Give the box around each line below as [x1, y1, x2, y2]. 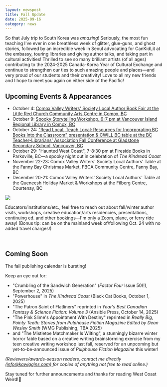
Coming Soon [5, 250, 48, 258]
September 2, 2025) [12, 287, 54, 293]
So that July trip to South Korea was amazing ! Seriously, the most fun [5, 35, 148, 41]
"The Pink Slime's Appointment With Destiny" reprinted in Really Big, [12, 314, 154, 320]
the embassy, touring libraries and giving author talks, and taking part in [5, 51, 153, 57]
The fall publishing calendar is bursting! [5, 263, 86, 269]
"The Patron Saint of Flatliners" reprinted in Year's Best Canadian [12, 303, 147, 309]
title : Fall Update [5, 12, 46, 17]
